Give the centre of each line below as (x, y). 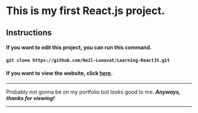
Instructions (29, 33)
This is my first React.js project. (85, 11)
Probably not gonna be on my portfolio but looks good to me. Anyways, (93, 92)
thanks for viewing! (31, 98)
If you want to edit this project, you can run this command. (79, 48)
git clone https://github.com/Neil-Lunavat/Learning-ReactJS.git (88, 60)
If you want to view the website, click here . (60, 73)
